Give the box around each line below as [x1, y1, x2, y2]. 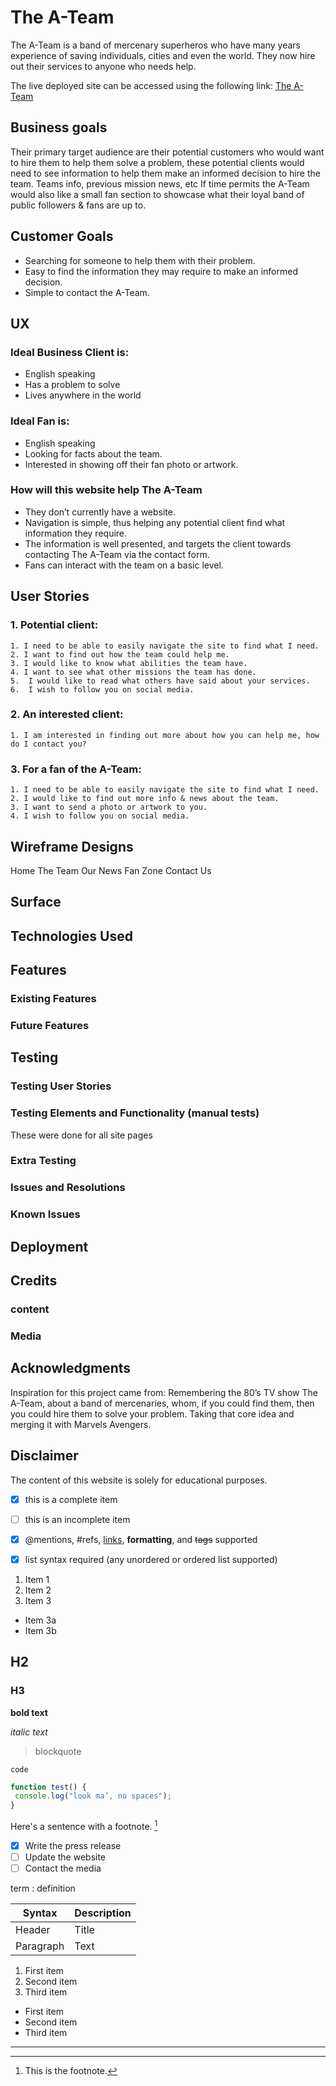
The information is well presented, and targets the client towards [24, 537, 292, 550]
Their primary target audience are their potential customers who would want [10, 146, 325, 158]
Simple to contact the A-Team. [24, 286, 150, 298]
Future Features [10, 1018, 90, 1032]
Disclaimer [10, 1447, 79, 1465]
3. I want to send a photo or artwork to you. [10, 802, 208, 813]
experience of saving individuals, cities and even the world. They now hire [10, 49, 316, 61]
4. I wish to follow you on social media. [10, 811, 190, 821]
